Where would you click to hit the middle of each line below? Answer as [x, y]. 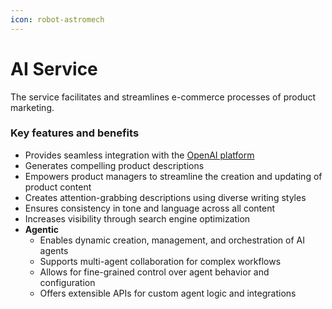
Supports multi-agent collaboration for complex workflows [160, 261]
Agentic [41, 229]
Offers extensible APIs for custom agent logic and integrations [168, 293]
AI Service [54, 68]
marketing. [32, 107]
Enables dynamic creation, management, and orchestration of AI [172, 240]
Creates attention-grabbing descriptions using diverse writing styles [165, 197]
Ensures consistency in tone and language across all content [150, 208]
